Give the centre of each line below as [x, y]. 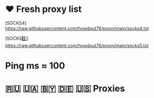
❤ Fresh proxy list [43, 9]
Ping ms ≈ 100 [35, 66]
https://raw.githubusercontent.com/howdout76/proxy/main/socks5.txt [77, 45]
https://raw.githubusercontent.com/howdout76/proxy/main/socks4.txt [77, 28]
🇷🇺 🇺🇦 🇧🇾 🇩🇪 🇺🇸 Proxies [65, 89]
